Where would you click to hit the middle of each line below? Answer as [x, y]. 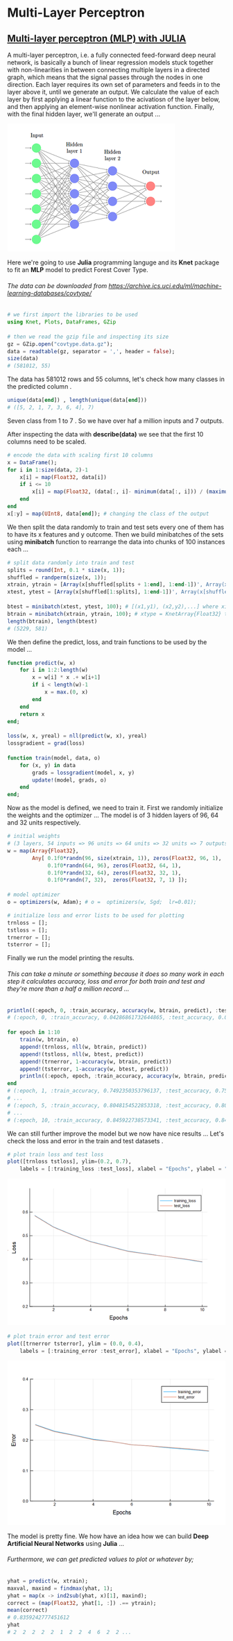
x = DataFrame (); [32, 462]
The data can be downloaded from [57, 285]
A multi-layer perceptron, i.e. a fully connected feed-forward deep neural [112, 55]
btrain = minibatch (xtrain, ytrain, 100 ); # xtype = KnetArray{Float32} [114, 614]
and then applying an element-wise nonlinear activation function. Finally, [111, 107]
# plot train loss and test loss [55, 1154]
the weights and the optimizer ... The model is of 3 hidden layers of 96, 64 [113, 815]
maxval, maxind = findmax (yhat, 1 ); [60, 1588]
